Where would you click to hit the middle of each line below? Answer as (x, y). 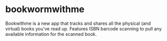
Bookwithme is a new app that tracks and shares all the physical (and (78, 23)
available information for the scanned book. (51, 34)
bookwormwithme (45, 9)
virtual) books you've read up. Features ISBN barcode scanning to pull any (83, 28)
